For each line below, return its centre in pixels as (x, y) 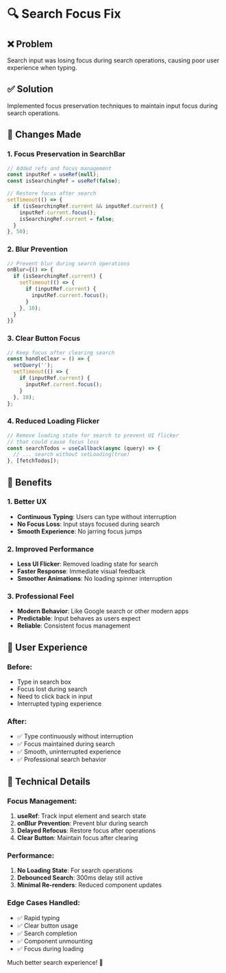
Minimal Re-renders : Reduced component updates (89, 885)
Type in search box (44, 682)
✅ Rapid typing (38, 917)
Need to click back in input (55, 697)
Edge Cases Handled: (43, 903)
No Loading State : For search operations (75, 870)
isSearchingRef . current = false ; (67, 219)
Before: (20, 666)
